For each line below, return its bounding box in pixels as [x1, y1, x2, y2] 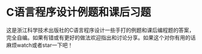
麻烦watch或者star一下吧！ [6, 41, 73, 49]
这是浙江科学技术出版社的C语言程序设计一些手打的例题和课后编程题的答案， [6, 26, 195, 34]
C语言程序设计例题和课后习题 [6, 5, 151, 19]
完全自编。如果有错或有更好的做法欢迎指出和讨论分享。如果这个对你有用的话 [6, 34, 196, 41]
